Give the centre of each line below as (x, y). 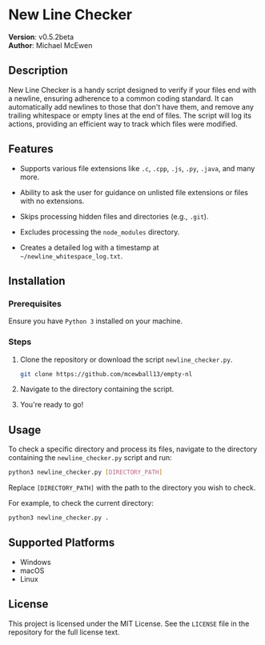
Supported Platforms (62, 543)
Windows (35, 562)
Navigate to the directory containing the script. (97, 389)
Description (38, 71)
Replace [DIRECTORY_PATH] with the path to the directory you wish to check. (132, 488)
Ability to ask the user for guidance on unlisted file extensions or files (134, 192)
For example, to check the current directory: (81, 503)
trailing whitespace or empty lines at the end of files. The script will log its (130, 115)
